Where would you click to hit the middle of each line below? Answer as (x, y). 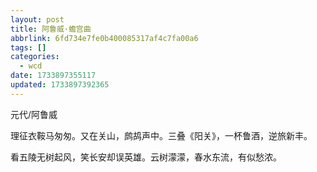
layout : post (37, 19)
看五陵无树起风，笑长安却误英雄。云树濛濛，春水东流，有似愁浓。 (146, 157)
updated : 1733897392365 (60, 85)
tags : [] (28, 47)
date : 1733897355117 (53, 76)
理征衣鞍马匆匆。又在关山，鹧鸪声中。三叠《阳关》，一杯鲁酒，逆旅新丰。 (161, 135)
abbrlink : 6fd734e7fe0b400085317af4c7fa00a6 (104, 38)
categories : (35, 57)
